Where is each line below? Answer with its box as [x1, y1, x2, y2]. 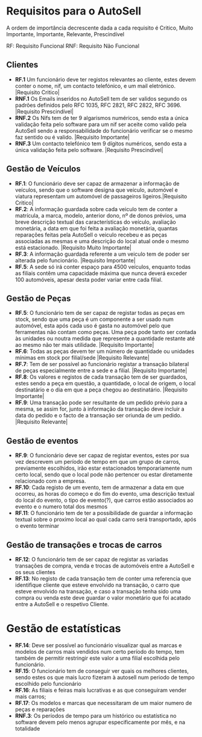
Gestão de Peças [6, 293, 71, 303]
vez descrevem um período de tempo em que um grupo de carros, [14, 458, 181, 466]
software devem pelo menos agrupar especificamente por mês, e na [14, 718, 186, 726]
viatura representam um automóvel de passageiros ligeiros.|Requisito [14, 192, 188, 200]
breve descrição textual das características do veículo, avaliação [14, 218, 176, 226]
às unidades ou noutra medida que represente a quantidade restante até [14, 335, 195, 342]
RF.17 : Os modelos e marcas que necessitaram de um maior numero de [14, 699, 192, 706]
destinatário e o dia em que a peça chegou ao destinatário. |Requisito [14, 386, 188, 393]
